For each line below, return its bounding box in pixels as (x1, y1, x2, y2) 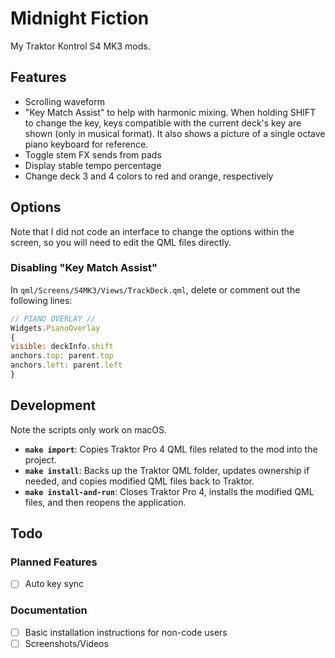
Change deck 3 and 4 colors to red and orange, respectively (24, 170, 274, 182)
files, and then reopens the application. (24, 496, 187, 508)
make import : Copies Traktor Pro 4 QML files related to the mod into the (24, 443, 318, 455)
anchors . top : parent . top (10, 351, 114, 361)
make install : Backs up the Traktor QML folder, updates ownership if (24, 464, 310, 476)
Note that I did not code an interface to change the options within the (10, 225, 295, 237)
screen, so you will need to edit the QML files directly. (10, 236, 232, 248)
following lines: (10, 294, 73, 306)
